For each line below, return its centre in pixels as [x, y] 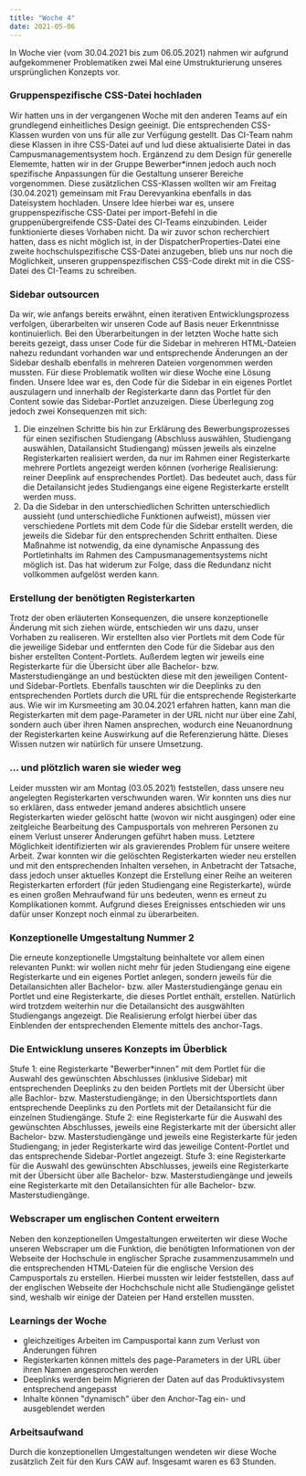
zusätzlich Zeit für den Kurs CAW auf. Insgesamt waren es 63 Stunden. [143, 1461]
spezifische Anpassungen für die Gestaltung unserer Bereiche [127, 174]
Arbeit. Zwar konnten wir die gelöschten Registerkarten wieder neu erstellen [153, 856]
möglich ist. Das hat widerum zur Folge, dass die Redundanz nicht [147, 565]
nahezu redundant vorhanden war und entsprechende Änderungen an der [149, 353]
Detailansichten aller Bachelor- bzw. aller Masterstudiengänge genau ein [146, 986]
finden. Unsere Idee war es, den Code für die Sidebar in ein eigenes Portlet [151, 382]
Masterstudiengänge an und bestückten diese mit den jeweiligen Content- [149, 676]
